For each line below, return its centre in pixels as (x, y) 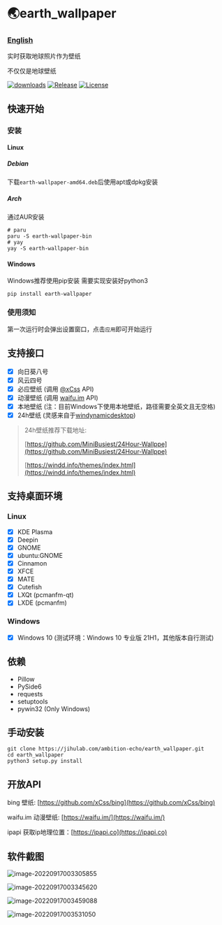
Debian (18, 163)
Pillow (26, 679)
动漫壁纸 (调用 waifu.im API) (58, 397)
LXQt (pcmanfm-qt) (46, 595)
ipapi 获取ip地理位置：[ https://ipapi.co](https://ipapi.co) (87, 832)
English (20, 41)
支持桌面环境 (35, 496)
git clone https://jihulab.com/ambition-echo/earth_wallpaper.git (106, 749)
